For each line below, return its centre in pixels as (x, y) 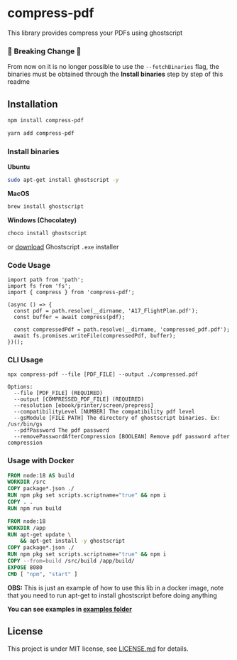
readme (19, 82)
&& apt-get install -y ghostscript (73, 541)
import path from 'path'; (45, 280)
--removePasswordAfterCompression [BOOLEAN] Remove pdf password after (122, 437)
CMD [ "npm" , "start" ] (43, 574)
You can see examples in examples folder (70, 609)
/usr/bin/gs (25, 424)
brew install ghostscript (45, 206)
